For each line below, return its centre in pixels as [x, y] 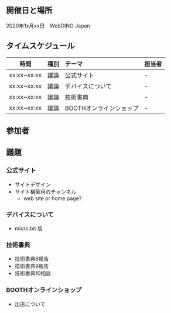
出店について [30, 304]
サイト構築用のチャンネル [45, 191]
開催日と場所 [29, 11]
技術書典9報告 [32, 266]
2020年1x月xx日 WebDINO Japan [48, 26]
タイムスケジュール [40, 46]
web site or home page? [52, 198]
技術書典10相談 [33, 273]
